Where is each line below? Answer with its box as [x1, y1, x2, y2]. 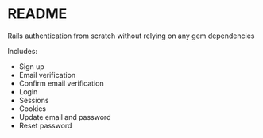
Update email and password [18, 112, 111, 121]
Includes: [7, 46, 37, 56]
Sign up [18, 61, 44, 71]
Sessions [18, 95, 49, 105]
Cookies [18, 104, 47, 113]
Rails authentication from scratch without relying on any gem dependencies [7, 31, 255, 40]
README [7, 5, 68, 23]
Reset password [18, 121, 72, 130]
